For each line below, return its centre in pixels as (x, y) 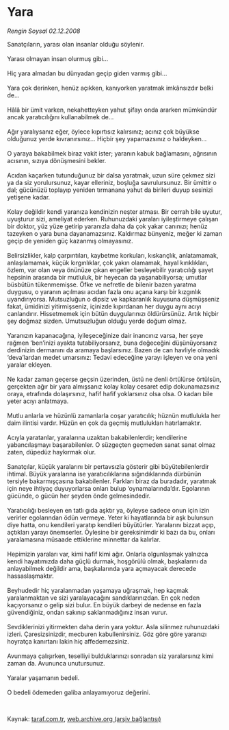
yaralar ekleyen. (30, 365)
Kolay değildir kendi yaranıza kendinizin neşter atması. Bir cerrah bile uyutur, (114, 211)
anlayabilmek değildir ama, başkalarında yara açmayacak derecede (102, 568)
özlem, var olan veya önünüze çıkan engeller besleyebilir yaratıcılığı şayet (110, 270)
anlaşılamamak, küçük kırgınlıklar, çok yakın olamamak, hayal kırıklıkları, (108, 263)
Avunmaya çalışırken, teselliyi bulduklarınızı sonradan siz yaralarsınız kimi (110, 656)
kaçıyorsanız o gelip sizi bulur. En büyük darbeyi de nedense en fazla (104, 605)
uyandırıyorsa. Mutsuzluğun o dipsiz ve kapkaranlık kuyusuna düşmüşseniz (113, 299)
